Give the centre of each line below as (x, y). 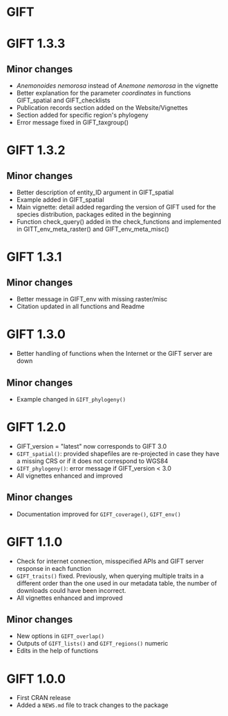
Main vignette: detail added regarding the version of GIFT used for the (116, 207)
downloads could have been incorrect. (71, 590)
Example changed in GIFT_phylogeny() (71, 399)
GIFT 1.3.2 (36, 150)
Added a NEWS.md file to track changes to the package (92, 705)
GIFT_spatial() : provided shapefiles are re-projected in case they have (118, 453)
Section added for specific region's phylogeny (83, 115)
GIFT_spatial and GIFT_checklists (63, 100)
